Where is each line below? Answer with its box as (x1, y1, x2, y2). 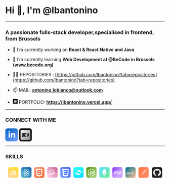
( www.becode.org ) (12, 62, 54, 68)
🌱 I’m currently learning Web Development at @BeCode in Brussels (12, 57, 155, 63)
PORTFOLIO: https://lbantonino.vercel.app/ (18, 99, 112, 105)
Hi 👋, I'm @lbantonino (5, 5, 98, 16)
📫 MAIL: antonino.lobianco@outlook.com (12, 87, 103, 93)
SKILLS (5, 153, 24, 160)
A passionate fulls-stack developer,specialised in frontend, (5, 29, 154, 36)
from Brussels (5, 35, 40, 42)
